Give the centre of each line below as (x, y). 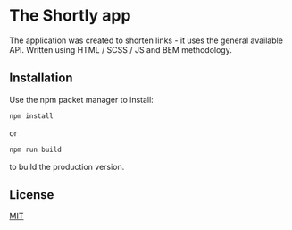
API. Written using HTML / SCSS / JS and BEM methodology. (121, 49)
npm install (31, 116)
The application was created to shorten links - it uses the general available (146, 40)
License (32, 195)
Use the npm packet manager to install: (81, 99)
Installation (41, 78)
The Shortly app (70, 16)
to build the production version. (67, 166)
